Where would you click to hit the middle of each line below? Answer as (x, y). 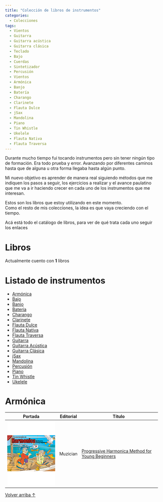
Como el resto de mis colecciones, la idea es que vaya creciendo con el (77, 208)
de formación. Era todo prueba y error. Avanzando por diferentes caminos (79, 163)
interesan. (15, 193)
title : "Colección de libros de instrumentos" (53, 10)
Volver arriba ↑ (20, 495)
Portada (31, 416)
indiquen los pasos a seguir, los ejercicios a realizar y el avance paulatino (78, 183)
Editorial (68, 416)
